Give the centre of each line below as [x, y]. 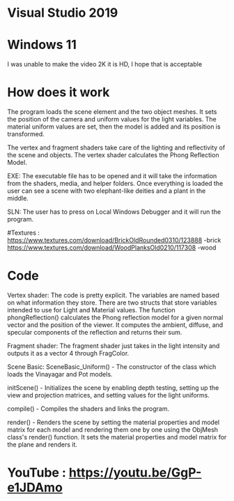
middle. [18, 198]
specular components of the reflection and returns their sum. [95, 332]
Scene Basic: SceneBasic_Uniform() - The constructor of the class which [112, 367]
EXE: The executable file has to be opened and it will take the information [112, 176]
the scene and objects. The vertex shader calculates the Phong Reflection [113, 155]
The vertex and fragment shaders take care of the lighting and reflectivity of [116, 147]
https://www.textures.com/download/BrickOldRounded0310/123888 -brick [114, 240]
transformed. [26, 134]
